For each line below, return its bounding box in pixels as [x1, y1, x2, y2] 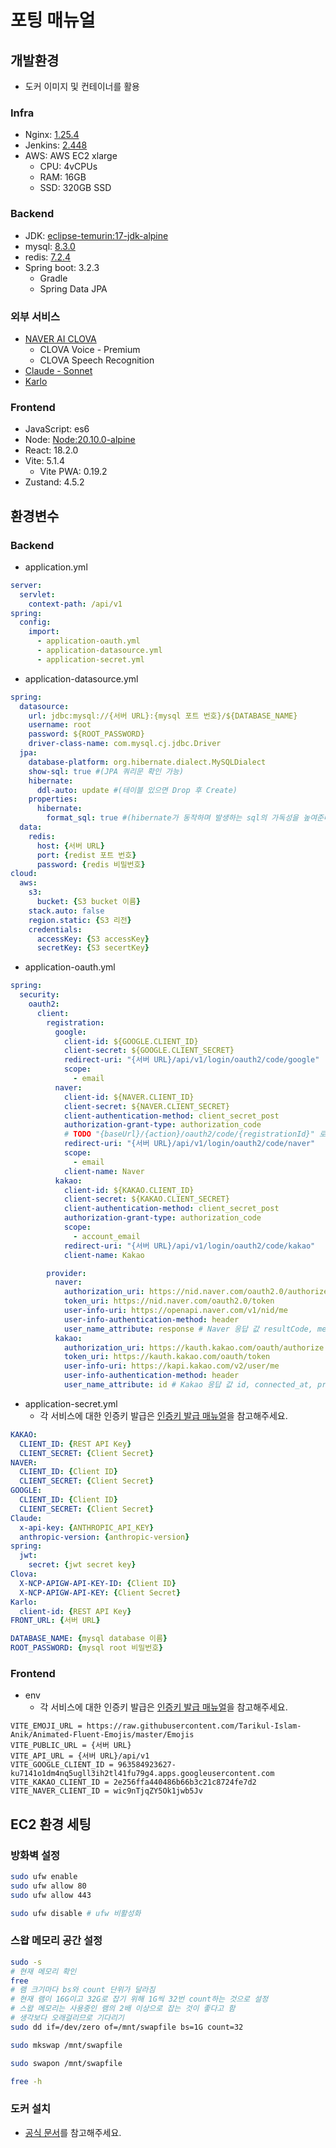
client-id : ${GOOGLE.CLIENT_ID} [63, 1036, 199, 1046]
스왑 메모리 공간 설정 [10, 1934, 103, 1948]
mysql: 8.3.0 [24, 240, 76, 252]
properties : [28, 794, 78, 805]
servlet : [19, 589, 56, 600]
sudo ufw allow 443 [10, 1890, 92, 1900]
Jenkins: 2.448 [24, 139, 88, 151]
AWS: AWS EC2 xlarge [24, 150, 118, 162]
